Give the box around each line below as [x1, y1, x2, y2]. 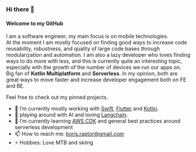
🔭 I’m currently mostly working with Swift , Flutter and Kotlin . [14, 105, 159, 112]
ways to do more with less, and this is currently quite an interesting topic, [6, 58, 183, 65]
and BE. [6, 82, 25, 89]
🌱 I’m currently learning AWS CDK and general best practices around [14, 118, 181, 125]
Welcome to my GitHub [6, 20, 63, 27]
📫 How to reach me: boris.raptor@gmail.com [14, 130, 125, 137]
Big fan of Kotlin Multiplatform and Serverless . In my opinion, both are [6, 70, 178, 77]
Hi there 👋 [6, 5, 35, 13]
